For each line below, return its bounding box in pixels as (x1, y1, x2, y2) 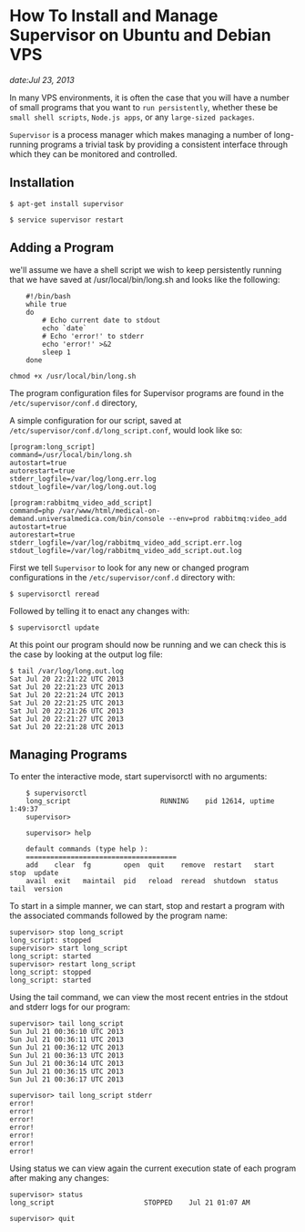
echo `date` (42, 323, 88, 333)
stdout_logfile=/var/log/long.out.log (9, 482, 157, 491)
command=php (9, 506, 55, 516)
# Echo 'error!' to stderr (42, 331, 145, 340)
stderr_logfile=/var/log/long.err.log (9, 474, 157, 484)
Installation (9, 175, 75, 191)
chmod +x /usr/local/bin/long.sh (9, 371, 137, 381)
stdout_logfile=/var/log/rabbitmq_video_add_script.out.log (9, 546, 243, 555)
